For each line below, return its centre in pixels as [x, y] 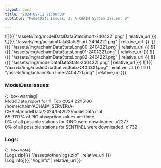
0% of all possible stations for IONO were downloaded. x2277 [67, 121]
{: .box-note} [18, 150]
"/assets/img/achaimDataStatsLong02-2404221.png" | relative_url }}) [80, 57]
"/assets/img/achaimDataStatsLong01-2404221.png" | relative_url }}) [80, 52]
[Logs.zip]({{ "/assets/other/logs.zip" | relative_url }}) [58, 155]
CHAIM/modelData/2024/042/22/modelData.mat [54, 111]
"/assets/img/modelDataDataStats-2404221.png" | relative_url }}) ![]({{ [82, 62]
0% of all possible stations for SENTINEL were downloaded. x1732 [71, 127]
